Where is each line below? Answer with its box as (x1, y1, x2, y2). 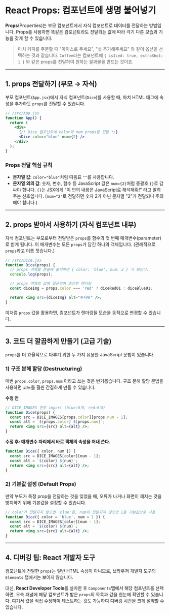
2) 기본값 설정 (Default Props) (5, 481, 77, 488)
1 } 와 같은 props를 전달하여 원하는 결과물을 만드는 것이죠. (17, 58, 134, 65)
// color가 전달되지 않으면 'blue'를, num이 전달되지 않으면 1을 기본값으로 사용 (5, 509, 155, 515)
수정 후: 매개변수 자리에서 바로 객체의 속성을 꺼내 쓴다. (5, 439, 111, 445)
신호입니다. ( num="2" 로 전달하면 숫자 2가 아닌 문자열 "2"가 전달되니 (22, 193, 154, 199)
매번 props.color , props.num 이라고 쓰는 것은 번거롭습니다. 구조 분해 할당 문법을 (5, 378, 163, 384)
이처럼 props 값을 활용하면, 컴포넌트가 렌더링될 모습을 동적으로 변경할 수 (5, 310, 148, 316)
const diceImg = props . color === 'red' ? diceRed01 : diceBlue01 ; (10, 286, 153, 291)
